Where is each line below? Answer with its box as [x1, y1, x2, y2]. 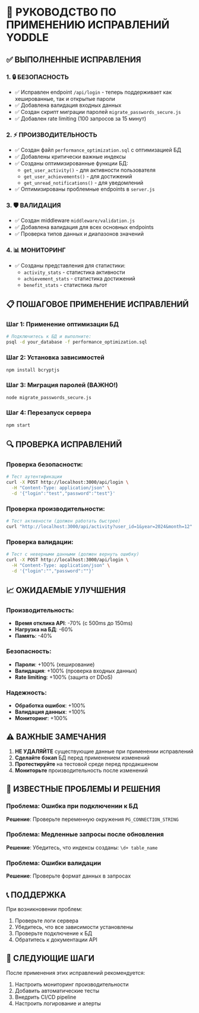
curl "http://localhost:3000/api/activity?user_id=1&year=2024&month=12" [6, 524, 193, 530]
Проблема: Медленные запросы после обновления [6, 830, 165, 839]
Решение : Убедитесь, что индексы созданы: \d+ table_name [6, 844, 158, 851]
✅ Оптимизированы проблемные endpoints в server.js [14, 186, 155, 193]
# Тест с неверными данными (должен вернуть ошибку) [6, 551, 140, 557]
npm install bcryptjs [6, 367, 60, 373]
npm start [6, 422, 31, 428]
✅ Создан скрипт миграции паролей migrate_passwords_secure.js [14, 108, 181, 115]
